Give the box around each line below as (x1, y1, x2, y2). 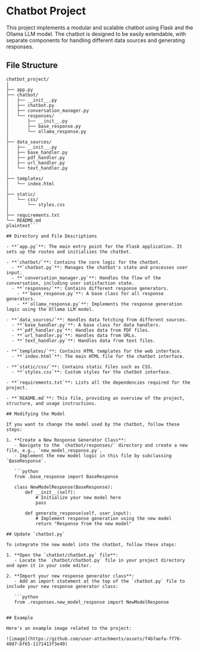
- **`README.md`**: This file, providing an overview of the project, (6, 395, 185, 401)
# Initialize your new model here (35, 494, 121, 500)
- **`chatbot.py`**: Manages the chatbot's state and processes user (11, 264, 188, 270)
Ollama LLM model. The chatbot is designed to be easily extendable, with (6, 30, 186, 37)
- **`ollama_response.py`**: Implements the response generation (17, 301, 183, 307)
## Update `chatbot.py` (6, 531, 66, 537)
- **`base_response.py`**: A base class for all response (17, 290, 164, 296)
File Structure (6, 60, 58, 71)
